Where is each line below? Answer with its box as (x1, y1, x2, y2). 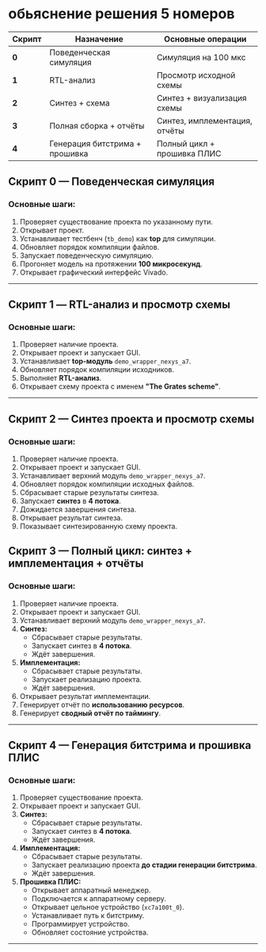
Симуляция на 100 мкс (157, 52, 246, 63)
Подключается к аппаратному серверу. (31, 894, 166, 904)
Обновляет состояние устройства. (31, 927, 149, 937)
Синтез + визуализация (157, 92, 247, 103)
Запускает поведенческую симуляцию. (19, 251, 154, 260)
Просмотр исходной (157, 69, 236, 80)
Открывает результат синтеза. (19, 513, 123, 522)
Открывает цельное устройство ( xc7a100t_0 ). (31, 902, 184, 912)
